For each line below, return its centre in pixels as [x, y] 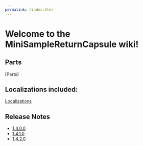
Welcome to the [38, 34]
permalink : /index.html [29, 10]
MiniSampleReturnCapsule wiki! [72, 44]
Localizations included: [42, 89]
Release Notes [28, 116]
